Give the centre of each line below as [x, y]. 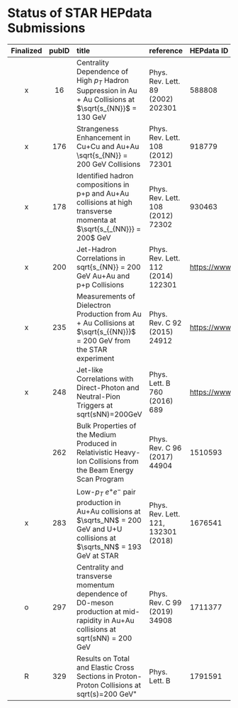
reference [166, 50]
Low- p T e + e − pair [106, 492]
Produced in [97, 443]
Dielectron [94, 305]
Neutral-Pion [98, 397]
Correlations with [105, 379]
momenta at [97, 220]
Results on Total [103, 658]
